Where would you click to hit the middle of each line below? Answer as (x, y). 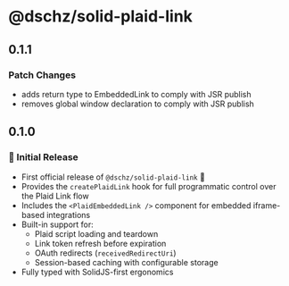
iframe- (267, 205)
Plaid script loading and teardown (96, 233)
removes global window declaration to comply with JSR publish (138, 104)
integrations (69, 214)
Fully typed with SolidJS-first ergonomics (97, 272)
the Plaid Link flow (55, 196)
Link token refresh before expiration (100, 243)
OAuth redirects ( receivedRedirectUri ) (105, 253)
